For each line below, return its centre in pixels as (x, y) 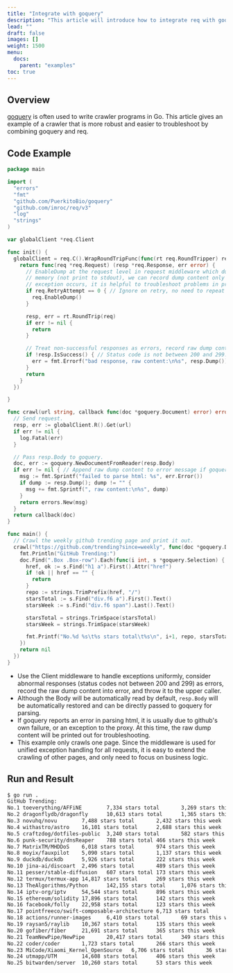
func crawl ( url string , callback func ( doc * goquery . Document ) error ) (110, 412)
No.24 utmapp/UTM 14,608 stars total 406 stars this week (111, 956)
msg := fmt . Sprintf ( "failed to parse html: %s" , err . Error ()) (111, 477)
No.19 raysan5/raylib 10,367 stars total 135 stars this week (111, 924)
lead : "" (20, 26)
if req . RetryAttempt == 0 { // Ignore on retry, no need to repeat (125, 291)
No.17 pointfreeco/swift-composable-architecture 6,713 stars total (108, 911)
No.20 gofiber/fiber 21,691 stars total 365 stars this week (111, 931)
